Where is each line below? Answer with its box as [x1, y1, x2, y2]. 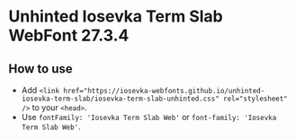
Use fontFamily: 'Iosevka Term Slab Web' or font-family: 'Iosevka [21, 112, 277, 122]
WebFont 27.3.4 [8, 25, 130, 46]
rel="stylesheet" [222, 94, 289, 103]
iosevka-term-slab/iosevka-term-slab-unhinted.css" [21, 94, 220, 103]
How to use [8, 61, 73, 76]
